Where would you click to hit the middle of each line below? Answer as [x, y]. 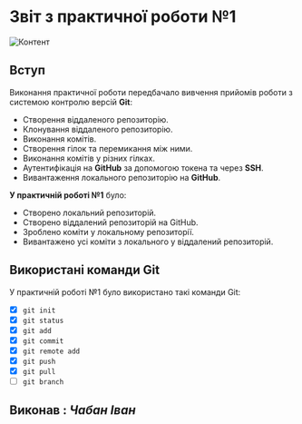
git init [39, 311]
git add [37, 330]
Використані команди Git [85, 270]
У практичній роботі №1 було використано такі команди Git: [125, 291]
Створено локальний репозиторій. [89, 212]
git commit [43, 341]
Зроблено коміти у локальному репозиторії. [108, 232]
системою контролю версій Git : [71, 102]
